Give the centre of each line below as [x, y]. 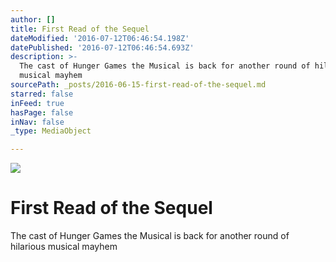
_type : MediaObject [51, 131]
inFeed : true [37, 103]
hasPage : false [42, 112]
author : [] [33, 19]
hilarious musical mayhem [64, 247]
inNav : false [37, 122]
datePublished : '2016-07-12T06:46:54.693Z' [102, 47]
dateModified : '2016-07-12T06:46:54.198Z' [100, 38]
